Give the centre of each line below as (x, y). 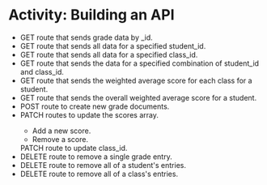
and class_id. (42, 71)
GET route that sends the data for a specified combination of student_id (140, 63)
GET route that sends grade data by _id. (87, 37)
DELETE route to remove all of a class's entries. (99, 174)
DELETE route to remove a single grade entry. (96, 157)
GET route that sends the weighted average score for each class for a (136, 80)
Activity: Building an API (92, 15)
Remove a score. (60, 139)
